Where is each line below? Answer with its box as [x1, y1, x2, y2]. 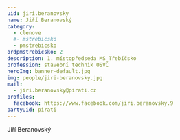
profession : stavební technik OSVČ [7, 61, 109, 68]
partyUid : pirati [7, 106, 57, 113]
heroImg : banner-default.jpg [7, 68, 91, 74]
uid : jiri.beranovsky [7, 10, 69, 17]
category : [7, 23, 36, 30]
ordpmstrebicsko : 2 [7, 49, 63, 56]
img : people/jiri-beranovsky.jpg [7, 74, 103, 81]
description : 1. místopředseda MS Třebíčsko [7, 55, 137, 62]
